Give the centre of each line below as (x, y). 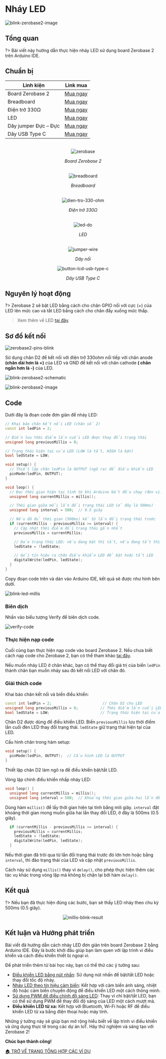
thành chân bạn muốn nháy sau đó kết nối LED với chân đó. (65, 671)
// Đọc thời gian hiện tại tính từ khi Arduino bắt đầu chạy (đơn (82, 492)
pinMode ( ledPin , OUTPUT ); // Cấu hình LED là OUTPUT (67, 756)
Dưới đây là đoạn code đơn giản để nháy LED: (51, 415)
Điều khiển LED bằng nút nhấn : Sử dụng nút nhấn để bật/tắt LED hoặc (83, 975)
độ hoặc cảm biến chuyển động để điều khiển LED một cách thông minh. (86, 990)
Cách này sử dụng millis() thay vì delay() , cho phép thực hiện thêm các (80, 870)
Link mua (76, 85)
